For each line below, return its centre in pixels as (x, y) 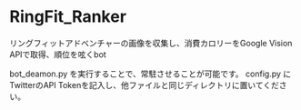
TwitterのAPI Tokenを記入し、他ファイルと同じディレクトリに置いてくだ (145, 85)
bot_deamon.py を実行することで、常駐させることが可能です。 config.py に (150, 74)
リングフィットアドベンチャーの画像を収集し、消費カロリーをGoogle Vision (151, 43)
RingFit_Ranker (68, 17)
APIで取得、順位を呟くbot (58, 54)
